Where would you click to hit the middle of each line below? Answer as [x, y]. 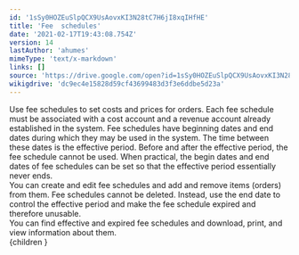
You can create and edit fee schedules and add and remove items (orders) [145, 185]
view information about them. [63, 232]
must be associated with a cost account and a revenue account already [140, 119]
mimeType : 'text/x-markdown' [63, 59]
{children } [28, 242]
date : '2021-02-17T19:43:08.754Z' [73, 34]
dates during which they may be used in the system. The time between [139, 137]
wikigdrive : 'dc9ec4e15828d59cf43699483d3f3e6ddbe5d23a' [117, 84]
